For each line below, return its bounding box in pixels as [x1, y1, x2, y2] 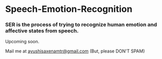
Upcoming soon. [5, 39, 40, 45]
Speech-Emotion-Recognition [5, 3, 133, 15]
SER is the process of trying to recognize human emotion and [5, 21, 157, 28]
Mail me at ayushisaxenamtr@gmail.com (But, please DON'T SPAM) [5, 48, 145, 54]
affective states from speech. [5, 27, 79, 34]
